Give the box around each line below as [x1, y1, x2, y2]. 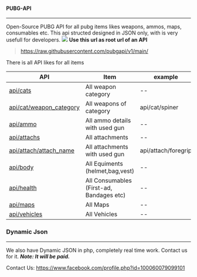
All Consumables [85, 176, 132, 184]
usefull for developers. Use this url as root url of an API [6, 36, 148, 43]
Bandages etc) [85, 191, 126, 199]
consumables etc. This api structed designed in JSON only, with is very [6, 29, 178, 36]
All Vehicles [85, 210, 118, 218]
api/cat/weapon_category [9, 103, 80, 111]
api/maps [9, 201, 35, 209]
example [153, 73, 178, 81]
